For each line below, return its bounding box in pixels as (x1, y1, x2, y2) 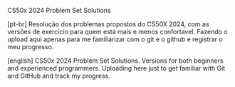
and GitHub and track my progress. (7, 71, 110, 80)
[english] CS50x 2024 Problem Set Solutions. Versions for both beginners (7, 56, 224, 65)
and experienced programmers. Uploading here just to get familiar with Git (7, 64, 226, 72)
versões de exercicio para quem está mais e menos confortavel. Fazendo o (7, 28, 228, 36)
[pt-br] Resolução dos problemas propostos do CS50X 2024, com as (7, 20, 209, 28)
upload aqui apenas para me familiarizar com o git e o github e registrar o (7, 35, 223, 43)
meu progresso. (7, 43, 54, 51)
